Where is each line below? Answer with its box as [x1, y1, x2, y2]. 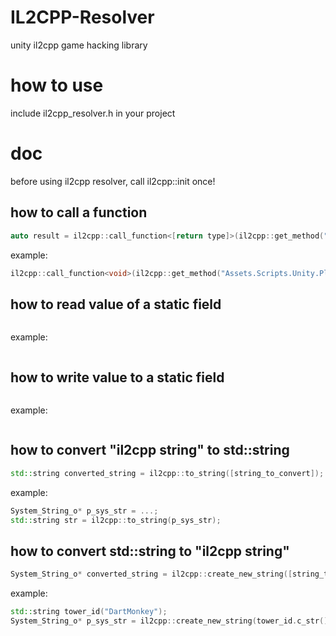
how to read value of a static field [10, 296, 222, 313]
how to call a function [10, 204, 148, 221]
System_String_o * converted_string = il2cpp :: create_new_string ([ [10, 569, 293, 580]
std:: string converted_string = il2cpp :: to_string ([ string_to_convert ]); [10, 468, 325, 478]
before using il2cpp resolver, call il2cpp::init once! [10, 175, 216, 187]
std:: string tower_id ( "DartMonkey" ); [10, 607, 168, 617]
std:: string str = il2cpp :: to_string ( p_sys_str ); [10, 515, 222, 525]
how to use [10, 74, 104, 97]
